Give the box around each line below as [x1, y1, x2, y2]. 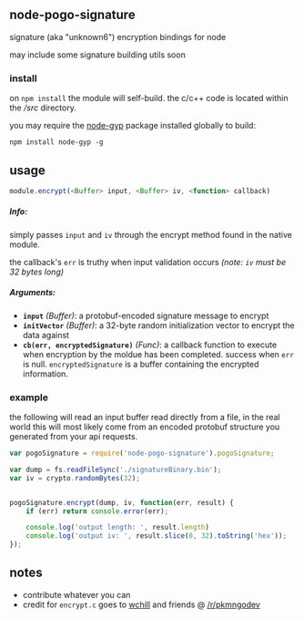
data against [22, 329, 70, 340]
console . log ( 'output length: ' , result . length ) [25, 523, 209, 532]
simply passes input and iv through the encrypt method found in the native [9, 229, 293, 240]
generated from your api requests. [9, 431, 138, 442]
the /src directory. [9, 102, 77, 113]
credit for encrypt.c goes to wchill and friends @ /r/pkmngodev [22, 599, 261, 610]
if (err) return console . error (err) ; [25, 506, 169, 516]
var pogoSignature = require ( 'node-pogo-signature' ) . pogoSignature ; [9, 449, 275, 459]
